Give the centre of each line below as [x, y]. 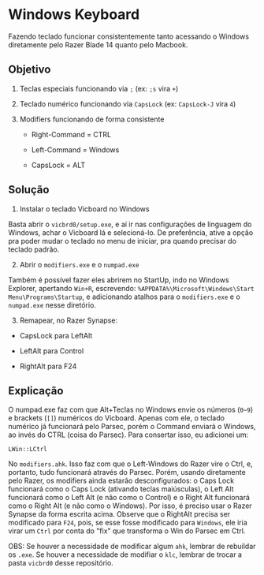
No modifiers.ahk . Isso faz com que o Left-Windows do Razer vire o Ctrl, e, [131, 464]
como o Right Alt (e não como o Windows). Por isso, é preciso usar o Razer [130, 506]
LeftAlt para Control [52, 351]
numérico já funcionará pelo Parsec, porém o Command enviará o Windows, [132, 427]
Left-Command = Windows [75, 149]
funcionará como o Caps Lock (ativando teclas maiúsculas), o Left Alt [121, 489]
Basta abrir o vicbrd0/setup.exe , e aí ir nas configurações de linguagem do [130, 224]
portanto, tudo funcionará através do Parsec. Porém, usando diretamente [127, 472]
